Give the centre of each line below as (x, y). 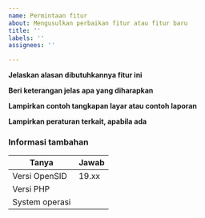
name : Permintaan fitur (48, 16)
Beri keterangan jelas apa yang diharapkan (81, 91)
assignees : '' (32, 46)
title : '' (25, 30)
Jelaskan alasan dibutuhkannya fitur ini (75, 75)
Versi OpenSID (40, 176)
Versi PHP (31, 189)
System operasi (42, 202)
